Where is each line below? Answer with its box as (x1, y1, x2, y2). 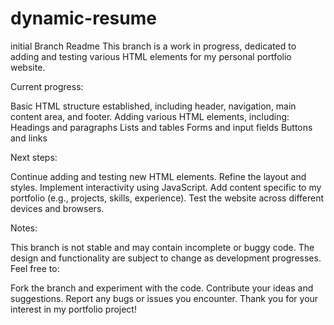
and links (10, 132, 48, 144)
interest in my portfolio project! (10, 303, 137, 315)
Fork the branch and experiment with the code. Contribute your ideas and (10, 282, 314, 294)
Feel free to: (10, 262, 60, 274)
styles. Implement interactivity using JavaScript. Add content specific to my (10, 181, 322, 193)
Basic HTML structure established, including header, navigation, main (10, 100, 297, 112)
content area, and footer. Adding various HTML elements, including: (10, 110, 290, 122)
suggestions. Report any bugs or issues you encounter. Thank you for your (10, 292, 319, 304)
